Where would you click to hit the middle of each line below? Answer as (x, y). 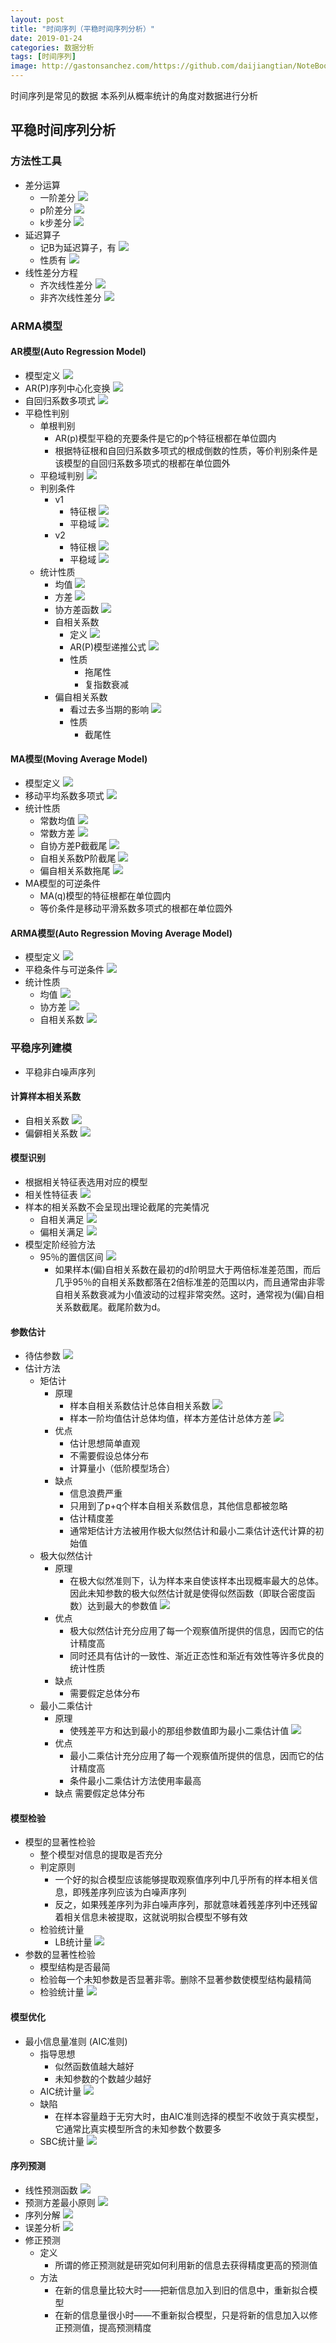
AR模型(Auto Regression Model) (78, 352)
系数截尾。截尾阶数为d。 (114, 1307)
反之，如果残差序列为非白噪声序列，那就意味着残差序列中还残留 (186, 1905)
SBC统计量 (62, 2141)
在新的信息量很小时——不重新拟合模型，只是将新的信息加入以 (182, 2315)
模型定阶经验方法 (60, 1244)
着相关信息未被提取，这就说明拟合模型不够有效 (151, 1917)
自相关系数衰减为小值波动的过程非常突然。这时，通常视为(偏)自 (185, 1294)
